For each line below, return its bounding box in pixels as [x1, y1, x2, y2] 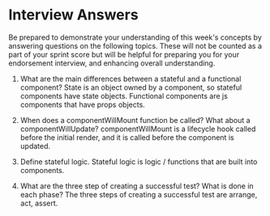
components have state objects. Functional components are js [19, 91, 229, 100]
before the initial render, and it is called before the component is [19, 132, 234, 142]
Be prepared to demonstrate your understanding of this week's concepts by [8, 32, 262, 42]
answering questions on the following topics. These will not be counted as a [8, 40, 262, 50]
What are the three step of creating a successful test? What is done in [19, 180, 254, 191]
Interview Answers [8, 6, 139, 24]
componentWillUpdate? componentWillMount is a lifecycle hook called [19, 124, 256, 133]
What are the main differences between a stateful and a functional [19, 74, 242, 83]
